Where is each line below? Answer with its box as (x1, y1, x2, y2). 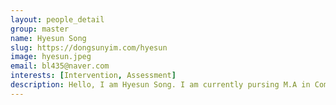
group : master (10, 24, 70, 34)
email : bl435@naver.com (10, 61, 110, 71)
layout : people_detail (10, 14, 105, 25)
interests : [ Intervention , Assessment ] (10, 71, 177, 81)
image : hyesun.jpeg (10, 52, 92, 62)
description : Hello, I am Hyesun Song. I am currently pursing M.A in (10, 80, 311, 90)
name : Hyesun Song (10, 33, 87, 43)
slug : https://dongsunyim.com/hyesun (10, 42, 168, 53)
